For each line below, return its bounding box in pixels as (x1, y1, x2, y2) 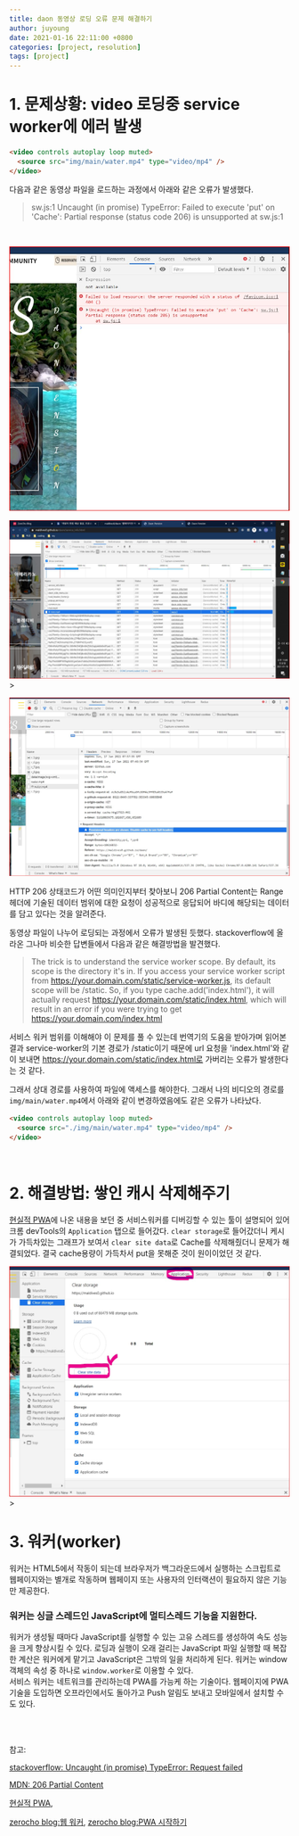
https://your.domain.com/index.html (30, 1013, 163, 1024)
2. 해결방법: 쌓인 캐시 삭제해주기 (9, 1183, 230, 1203)
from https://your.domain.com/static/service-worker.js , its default (30, 975, 271, 986)
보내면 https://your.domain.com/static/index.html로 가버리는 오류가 (18, 1054, 258, 1065)
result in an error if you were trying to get (30, 1004, 182, 1014)
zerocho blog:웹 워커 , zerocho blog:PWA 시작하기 (9, 1816, 188, 1828)
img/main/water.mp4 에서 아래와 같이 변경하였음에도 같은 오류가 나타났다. (9, 1096, 262, 1106)
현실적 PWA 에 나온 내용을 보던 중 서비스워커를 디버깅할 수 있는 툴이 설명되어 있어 (9, 1214, 290, 1225)
